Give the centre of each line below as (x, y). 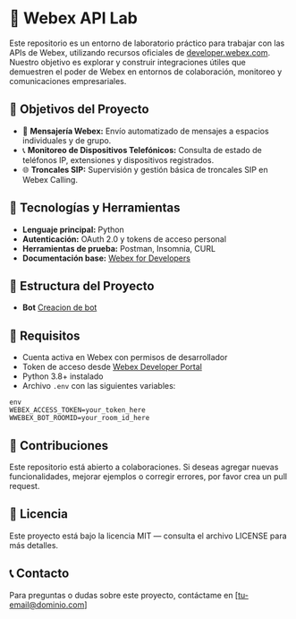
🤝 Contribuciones (59, 446)
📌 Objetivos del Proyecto (79, 110)
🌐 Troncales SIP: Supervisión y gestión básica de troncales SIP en (145, 169)
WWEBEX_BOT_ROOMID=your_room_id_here (80, 418)
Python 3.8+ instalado (63, 376)
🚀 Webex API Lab (74, 18)
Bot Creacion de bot (59, 307)
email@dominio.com (47, 605)
